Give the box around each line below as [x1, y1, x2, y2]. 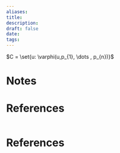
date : [6, 31, 20, 37]
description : [6, 20, 39, 26]
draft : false [6, 25, 39, 32]
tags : [6, 37, 20, 43]
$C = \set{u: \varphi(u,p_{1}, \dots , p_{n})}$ [6, 53, 115, 60]
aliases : [6, 8, 28, 15]
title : [6, 14, 23, 20]
